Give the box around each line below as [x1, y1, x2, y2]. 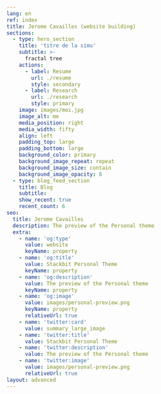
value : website [24, 241, 69, 249]
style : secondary [31, 81, 80, 88]
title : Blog [19, 184, 53, 191]
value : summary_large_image [24, 325, 106, 332]
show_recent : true [19, 196, 72, 204]
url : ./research [31, 94, 78, 101]
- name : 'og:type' [19, 235, 72, 242]
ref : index [6, 17, 38, 24]
